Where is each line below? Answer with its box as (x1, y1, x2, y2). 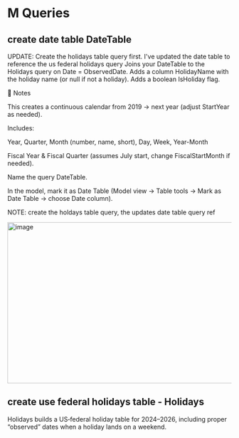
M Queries (7, 5, 70, 21)
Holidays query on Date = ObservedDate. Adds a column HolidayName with (7, 68, 229, 75)
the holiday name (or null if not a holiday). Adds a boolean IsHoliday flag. (7, 75, 221, 83)
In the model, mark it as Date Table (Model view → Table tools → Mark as (7, 187, 222, 195)
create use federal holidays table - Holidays (7, 396, 205, 408)
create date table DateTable (7, 33, 132, 46)
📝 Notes (7, 89, 31, 97)
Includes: (7, 124, 34, 132)
